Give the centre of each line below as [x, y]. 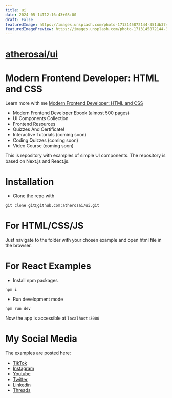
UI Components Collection [40, 118]
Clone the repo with [34, 196]
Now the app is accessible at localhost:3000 [52, 318]
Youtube [21, 374]
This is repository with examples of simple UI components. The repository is [85, 156]
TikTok [20, 363]
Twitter [20, 379]
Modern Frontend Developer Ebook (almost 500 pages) [71, 113]
